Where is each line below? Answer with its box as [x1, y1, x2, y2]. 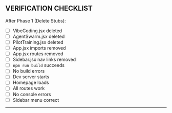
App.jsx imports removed [12, 45, 66, 51]
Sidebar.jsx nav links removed [12, 56, 76, 63]
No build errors [12, 68, 45, 74]
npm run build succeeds [12, 62, 65, 69]
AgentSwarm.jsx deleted [12, 33, 65, 39]
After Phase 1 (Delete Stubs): [5, 17, 66, 24]
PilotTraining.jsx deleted [12, 39, 64, 45]
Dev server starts [12, 74, 50, 80]
